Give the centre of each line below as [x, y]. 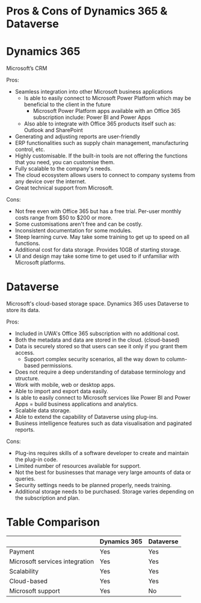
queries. [25, 479]
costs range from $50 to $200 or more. [63, 218]
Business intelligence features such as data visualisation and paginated [103, 423]
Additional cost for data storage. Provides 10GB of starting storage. [98, 250]
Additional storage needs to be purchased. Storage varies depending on [104, 492]
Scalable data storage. [43, 410]
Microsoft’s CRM [27, 68]
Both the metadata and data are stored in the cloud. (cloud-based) [97, 340]
